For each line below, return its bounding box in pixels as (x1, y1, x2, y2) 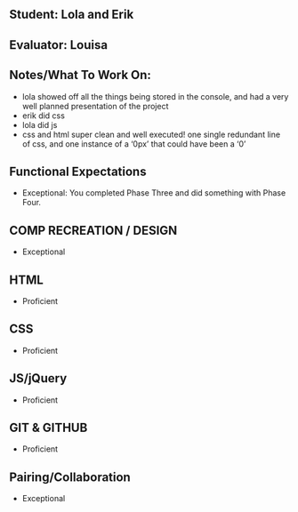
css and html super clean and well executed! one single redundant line (21, 129, 281, 140)
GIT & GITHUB (9, 420, 88, 436)
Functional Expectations (9, 164, 147, 179)
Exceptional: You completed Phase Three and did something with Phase (21, 188, 286, 198)
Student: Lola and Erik (9, 7, 134, 22)
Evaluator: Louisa (9, 37, 109, 52)
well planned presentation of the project (21, 100, 169, 111)
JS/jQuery (9, 371, 68, 386)
